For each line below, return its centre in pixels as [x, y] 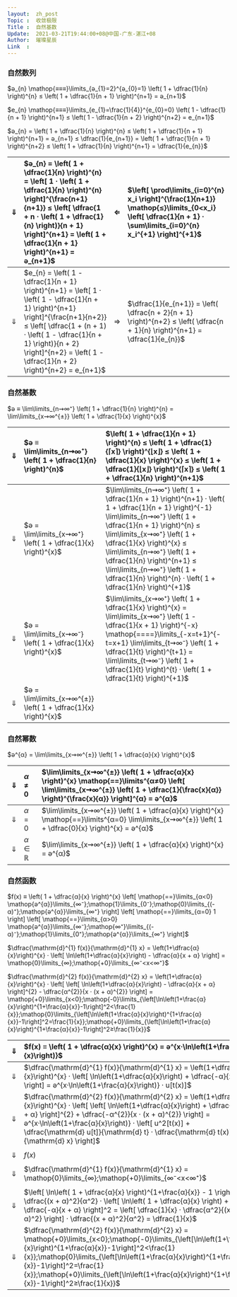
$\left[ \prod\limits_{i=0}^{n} [176, 190]
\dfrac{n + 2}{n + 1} [160, 313]
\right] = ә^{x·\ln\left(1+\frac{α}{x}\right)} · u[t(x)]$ [108, 1085]
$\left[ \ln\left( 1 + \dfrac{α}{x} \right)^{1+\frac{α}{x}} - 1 [118, 1192]
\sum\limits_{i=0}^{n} [163, 226]
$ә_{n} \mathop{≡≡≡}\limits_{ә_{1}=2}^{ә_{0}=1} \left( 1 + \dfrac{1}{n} [108, 88]
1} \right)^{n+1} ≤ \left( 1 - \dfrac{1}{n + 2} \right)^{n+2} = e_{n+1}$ [117, 117]
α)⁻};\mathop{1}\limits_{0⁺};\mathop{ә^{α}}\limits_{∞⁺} [86, 934]
